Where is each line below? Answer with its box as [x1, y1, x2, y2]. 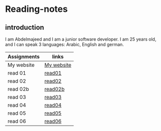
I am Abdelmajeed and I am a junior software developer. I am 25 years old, [5, 36, 157, 42]
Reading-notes [5, 3, 68, 15]
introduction [5, 23, 45, 32]
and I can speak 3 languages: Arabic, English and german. [5, 42, 124, 47]
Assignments [7, 53, 40, 60]
